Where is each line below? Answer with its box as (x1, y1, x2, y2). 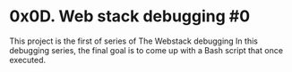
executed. (9, 54, 47, 65)
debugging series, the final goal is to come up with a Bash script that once (9, 44, 284, 55)
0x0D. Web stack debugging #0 (9, 6, 251, 27)
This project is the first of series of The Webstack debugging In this (9, 36, 258, 46)
